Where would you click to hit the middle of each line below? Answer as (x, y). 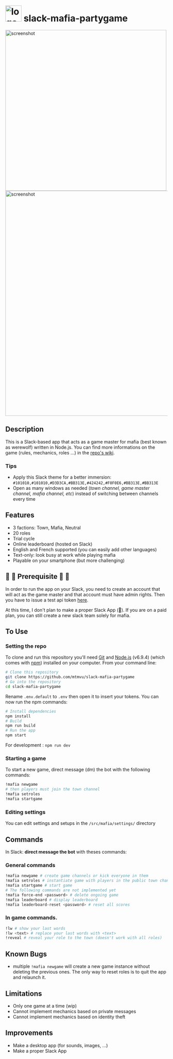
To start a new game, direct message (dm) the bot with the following (78, 770)
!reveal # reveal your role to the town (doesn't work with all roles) (84, 938)
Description (24, 429)
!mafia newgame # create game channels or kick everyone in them (77, 876)
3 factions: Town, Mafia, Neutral (47, 527)
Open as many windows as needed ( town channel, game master (81, 488)
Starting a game (26, 758)
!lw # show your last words (36, 928)
